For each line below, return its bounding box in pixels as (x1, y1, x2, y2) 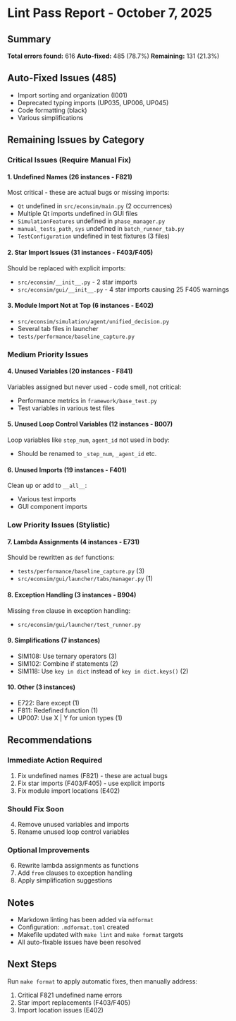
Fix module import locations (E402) (17, 786, 120, 795)
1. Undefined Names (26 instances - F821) (7, 172, 132, 181)
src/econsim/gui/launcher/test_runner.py (17, 621, 141, 628)
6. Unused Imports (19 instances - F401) (7, 465, 127, 474)
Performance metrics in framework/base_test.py (17, 396, 157, 405)
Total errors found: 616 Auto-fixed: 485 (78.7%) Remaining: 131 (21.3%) (7, 52, 220, 60)
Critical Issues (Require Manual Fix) (7, 155, 132, 165)
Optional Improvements (7, 845, 90, 855)
